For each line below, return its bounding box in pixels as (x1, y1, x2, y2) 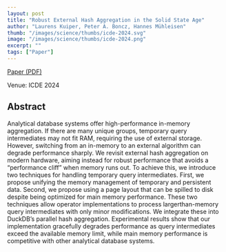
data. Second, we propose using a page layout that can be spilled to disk (7, 185, 214, 193)
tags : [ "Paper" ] (7, 49, 54, 56)
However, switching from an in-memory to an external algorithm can (7, 141, 201, 149)
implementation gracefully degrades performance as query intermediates (7, 222, 216, 230)
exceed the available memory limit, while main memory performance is (7, 229, 208, 238)
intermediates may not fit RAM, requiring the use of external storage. (7, 134, 202, 142)
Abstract (7, 101, 46, 113)
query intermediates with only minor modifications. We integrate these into (7, 207, 219, 215)
